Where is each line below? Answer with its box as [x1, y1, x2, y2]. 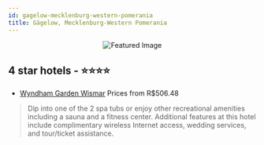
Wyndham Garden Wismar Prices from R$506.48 [19, 89, 179, 98]
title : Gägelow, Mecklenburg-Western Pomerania [8, 19, 168, 27]
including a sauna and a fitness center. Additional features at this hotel [27, 112, 256, 121]
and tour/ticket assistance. [27, 129, 114, 138]
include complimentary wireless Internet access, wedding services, [27, 121, 247, 130]
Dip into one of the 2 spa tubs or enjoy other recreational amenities [27, 103, 246, 114]
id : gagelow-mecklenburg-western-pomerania [8, 11, 154, 20]
